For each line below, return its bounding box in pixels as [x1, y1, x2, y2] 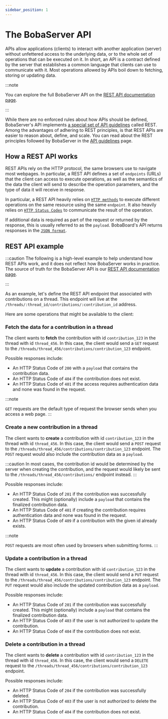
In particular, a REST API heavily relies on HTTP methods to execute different [5, 197, 160, 203]
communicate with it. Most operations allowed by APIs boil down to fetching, [5, 67, 163, 73]
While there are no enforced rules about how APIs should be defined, [5, 116, 148, 122]
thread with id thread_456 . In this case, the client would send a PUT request [5, 572, 159, 578]
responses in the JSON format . [5, 228, 67, 234]
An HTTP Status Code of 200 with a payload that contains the [12, 365, 138, 371]
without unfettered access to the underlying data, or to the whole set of [5, 51, 153, 57]
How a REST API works [5, 152, 78, 160]
